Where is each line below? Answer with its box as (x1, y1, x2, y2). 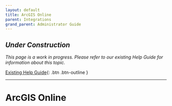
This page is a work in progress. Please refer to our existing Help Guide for (5, 54, 163, 60)
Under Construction (5, 40, 70, 49)
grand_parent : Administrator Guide (5, 21, 81, 27)
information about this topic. (5, 60, 66, 66)
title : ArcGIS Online (5, 12, 52, 17)
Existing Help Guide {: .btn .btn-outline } (5, 69, 89, 75)
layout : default (5, 7, 40, 13)
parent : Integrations (5, 17, 52, 22)
